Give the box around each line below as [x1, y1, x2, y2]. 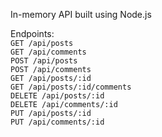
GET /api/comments [10, 47, 87, 57]
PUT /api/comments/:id [10, 117, 105, 127]
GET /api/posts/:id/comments [10, 82, 132, 92]
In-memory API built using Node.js [10, 9, 152, 20]
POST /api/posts [10, 56, 78, 66]
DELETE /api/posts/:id [10, 91, 105, 101]
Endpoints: [10, 28, 55, 39]
